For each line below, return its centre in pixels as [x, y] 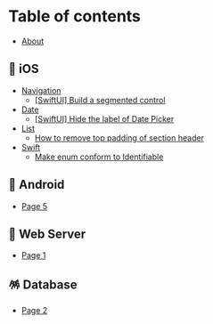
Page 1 [33, 255]
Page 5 [34, 206]
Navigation [41, 90]
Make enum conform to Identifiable [99, 157]
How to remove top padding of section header [119, 138]
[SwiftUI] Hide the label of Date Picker [104, 118]
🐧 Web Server [47, 234]
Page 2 [34, 311]
